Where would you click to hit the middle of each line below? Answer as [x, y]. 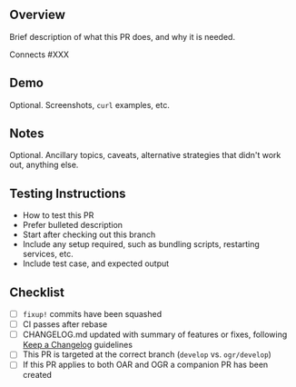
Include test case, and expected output [96, 263]
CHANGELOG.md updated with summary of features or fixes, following [155, 334]
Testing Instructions [68, 193]
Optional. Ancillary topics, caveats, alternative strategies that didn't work [145, 155]
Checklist [37, 292]
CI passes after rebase [65, 324]
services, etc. [48, 254]
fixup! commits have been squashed [92, 314]
